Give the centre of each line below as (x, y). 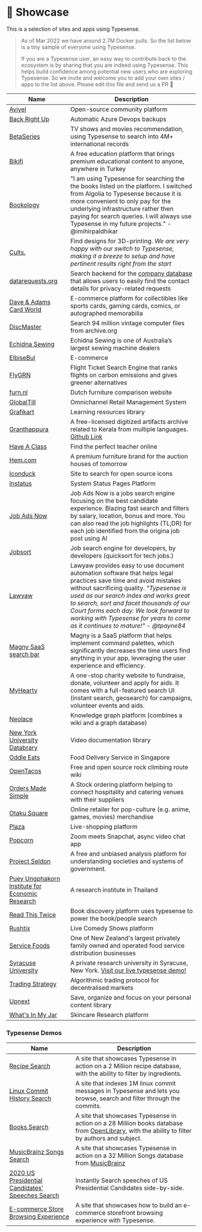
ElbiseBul (22, 358)
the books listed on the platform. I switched (131, 186)
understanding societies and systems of (127, 861)
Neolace (21, 719)
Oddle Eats (25, 757)
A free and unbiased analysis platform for (128, 853)
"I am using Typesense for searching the (127, 178)
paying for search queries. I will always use (131, 216)
